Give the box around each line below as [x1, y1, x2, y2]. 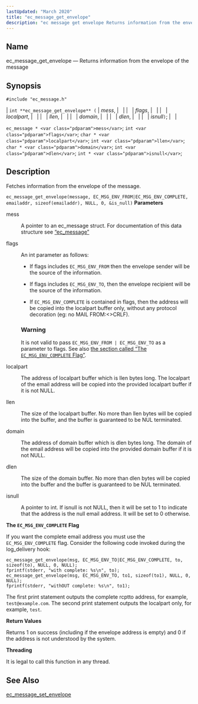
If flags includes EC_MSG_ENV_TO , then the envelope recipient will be [29, 280, 190, 288]
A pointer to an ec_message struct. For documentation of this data [21, 222, 182, 229]
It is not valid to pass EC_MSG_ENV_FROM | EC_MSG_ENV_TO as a [21, 339, 166, 346]
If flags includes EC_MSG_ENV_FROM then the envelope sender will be [29, 263, 190, 270]
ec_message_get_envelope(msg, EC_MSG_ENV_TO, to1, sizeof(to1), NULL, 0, [6, 573, 192, 579]
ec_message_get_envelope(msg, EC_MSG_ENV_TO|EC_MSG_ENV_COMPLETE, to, [6, 557, 183, 563]
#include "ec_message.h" [6, 96, 67, 102]
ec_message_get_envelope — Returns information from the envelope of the [6, 57, 189, 64]
